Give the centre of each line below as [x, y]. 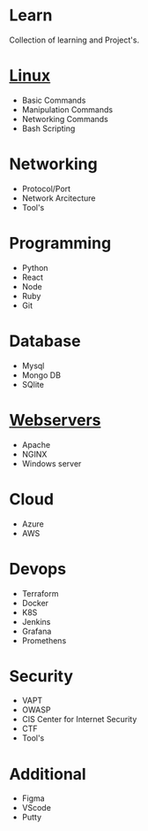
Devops [38, 569]
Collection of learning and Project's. [74, 40]
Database [45, 341]
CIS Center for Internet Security [79, 719]
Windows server [52, 463]
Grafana [37, 631]
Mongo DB [41, 375]
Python [35, 267]
